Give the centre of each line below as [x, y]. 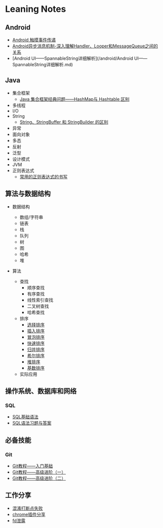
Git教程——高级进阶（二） [39, 478]
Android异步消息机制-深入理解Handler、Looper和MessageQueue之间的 [85, 46]
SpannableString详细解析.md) [42, 65]
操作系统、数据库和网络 [41, 391]
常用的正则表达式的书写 [43, 176]
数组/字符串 [31, 217]
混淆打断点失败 [27, 508]
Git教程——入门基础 [33, 466]
